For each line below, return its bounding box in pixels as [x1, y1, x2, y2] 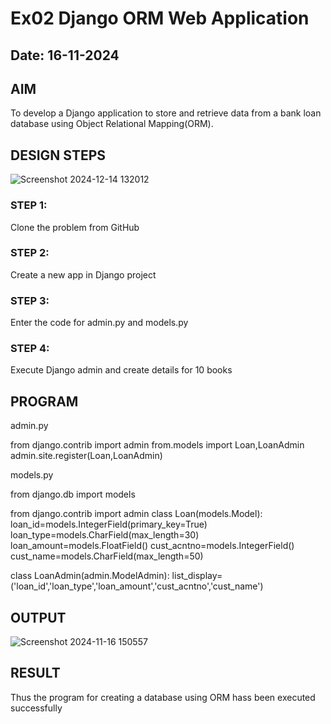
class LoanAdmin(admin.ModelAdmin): [10, 570, 170, 582]
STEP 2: [10, 246, 50, 260]
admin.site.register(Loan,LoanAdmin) [10, 450, 163, 462]
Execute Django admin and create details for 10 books [10, 364, 233, 376]
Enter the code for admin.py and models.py [10, 317, 189, 329]
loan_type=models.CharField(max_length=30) [10, 529, 200, 541]
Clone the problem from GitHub [10, 221, 140, 233]
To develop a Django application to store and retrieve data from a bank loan [10, 107, 322, 119]
